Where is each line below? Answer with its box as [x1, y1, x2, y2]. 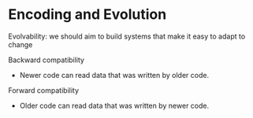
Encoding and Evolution [8, 6, 167, 24]
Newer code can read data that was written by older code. [19, 70, 210, 79]
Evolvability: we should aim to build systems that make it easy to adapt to [8, 31, 246, 41]
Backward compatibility [8, 55, 85, 65]
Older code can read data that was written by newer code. [19, 101, 210, 110]
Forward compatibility [8, 85, 80, 95]
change [8, 39, 33, 49]
